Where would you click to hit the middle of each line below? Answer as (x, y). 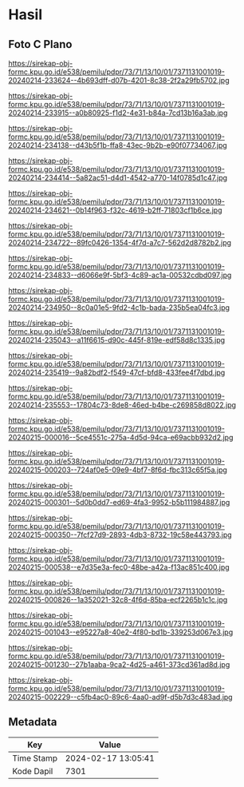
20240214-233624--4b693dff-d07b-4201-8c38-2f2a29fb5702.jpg (119, 80)
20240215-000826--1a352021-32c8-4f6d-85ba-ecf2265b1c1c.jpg (118, 600)
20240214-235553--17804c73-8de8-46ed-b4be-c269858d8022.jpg (122, 405)
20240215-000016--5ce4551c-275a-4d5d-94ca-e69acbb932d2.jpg (121, 437)
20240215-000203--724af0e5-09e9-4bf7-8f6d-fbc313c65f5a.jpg (118, 470)
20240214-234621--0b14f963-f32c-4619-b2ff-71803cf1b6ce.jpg (115, 210)
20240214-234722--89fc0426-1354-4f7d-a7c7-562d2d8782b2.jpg (120, 242)
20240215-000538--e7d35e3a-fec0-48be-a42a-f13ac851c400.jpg (119, 567)
